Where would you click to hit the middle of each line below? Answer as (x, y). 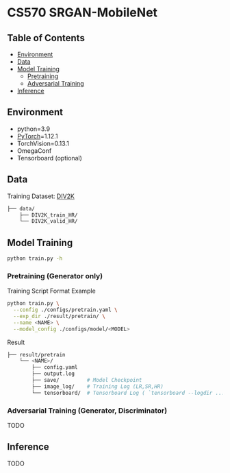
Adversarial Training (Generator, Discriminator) (87, 411)
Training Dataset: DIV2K (41, 196)
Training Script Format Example (51, 291)
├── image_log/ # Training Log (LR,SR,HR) (98, 386)
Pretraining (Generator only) (55, 276)
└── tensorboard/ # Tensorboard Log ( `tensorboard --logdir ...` (130, 393)
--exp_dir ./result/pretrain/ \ (60, 316)
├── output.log (53, 374)
